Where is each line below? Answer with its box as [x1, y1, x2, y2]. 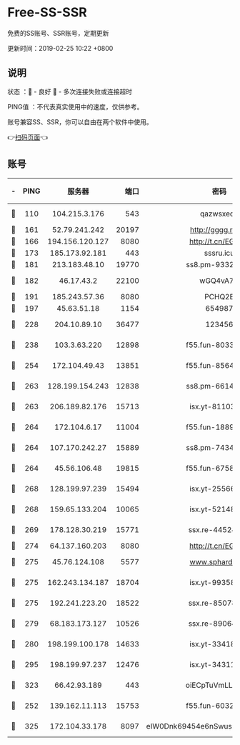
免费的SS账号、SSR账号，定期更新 [7, 29, 109, 37]
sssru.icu [204, 248, 235, 258]
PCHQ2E [204, 291, 234, 301]
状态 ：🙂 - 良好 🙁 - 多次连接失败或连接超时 [7, 87, 132, 96]
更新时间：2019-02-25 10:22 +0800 [7, 44, 114, 52]
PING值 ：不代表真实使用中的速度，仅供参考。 [7, 102, 144, 111]
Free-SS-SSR [7, 4, 87, 21]
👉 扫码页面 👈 [7, 133, 49, 141]
